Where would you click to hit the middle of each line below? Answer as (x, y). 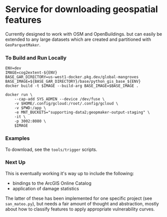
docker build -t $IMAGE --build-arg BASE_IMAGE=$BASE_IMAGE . (72, 86)
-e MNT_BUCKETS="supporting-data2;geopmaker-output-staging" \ (82, 113)
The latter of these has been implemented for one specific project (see (79, 198)
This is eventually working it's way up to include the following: (70, 173)
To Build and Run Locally (36, 58)
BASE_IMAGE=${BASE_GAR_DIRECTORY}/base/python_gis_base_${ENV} (73, 82)
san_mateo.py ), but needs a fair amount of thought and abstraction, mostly (82, 203)
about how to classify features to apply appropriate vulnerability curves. (80, 209)
